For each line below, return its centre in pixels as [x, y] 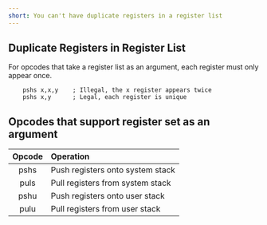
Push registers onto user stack [108, 196]
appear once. [30, 76]
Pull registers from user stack [106, 209]
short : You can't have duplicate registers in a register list [116, 16]
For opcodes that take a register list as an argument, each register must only [133, 67]
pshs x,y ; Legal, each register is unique [105, 97]
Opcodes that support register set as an [109, 122]
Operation [70, 156]
